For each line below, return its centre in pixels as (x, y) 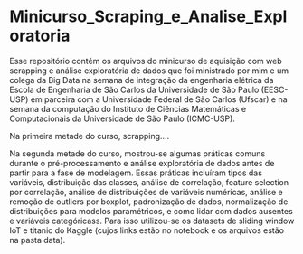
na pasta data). (38, 240)
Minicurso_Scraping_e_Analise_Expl (148, 17)
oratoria (40, 36)
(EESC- (275, 89)
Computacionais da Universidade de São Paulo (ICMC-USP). (122, 118)
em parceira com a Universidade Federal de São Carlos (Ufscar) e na (159, 99)
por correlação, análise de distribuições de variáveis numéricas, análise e (146, 192)
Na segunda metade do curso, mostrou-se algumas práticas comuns (137, 153)
